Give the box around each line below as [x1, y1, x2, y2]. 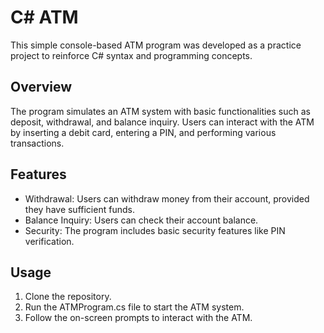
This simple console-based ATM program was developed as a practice [10, 39, 302, 51]
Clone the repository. [24, 291, 112, 303]
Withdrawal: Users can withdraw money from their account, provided [24, 192, 310, 205]
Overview [10, 79, 73, 96]
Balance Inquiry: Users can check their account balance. [24, 214, 259, 226]
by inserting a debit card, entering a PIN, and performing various [10, 126, 277, 138]
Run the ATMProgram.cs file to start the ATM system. [24, 301, 245, 313]
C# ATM [10, 6, 79, 29]
